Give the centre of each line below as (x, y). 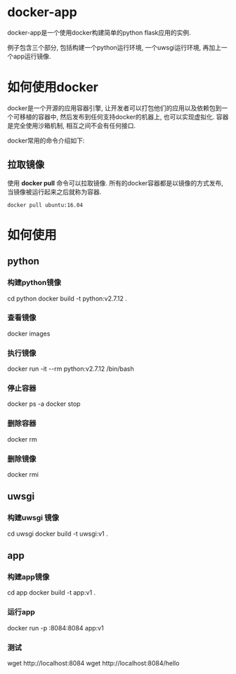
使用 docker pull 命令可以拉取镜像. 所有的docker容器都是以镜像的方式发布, (115, 183)
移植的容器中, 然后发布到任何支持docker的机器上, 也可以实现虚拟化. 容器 (124, 117)
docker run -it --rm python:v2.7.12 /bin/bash (71, 369)
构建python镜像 (34, 283)
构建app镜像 (28, 577)
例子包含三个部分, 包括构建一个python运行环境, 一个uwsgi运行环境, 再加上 (114, 47)
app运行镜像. (32, 56)
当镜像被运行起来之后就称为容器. (54, 192)
